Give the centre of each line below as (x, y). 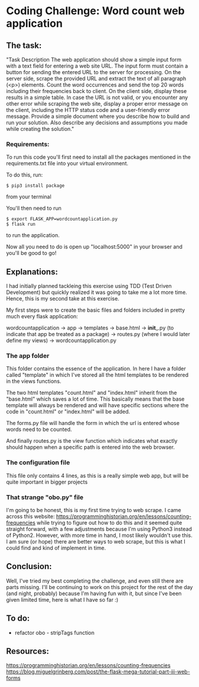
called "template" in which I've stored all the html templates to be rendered (97, 375)
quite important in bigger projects (47, 482)
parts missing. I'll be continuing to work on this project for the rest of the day (99, 587)
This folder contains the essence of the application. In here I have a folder (96, 369)
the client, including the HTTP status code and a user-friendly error (88, 110)
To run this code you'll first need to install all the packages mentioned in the (99, 157)
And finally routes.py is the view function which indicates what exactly (92, 441)
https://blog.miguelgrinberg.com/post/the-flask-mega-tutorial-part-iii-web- (98, 672)
